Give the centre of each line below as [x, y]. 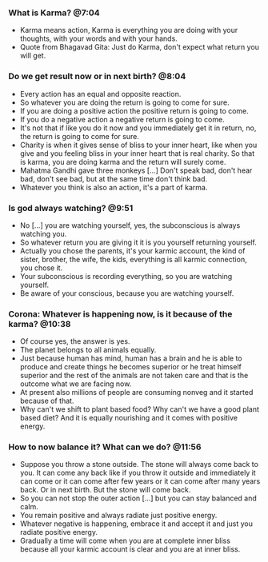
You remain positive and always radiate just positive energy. [118, 516]
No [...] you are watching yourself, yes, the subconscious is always [130, 225]
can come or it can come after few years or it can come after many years [140, 481]
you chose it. [41, 268]
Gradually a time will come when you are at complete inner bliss [125, 541]
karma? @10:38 [40, 324]
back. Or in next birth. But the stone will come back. [105, 490]
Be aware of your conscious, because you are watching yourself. [127, 293]
